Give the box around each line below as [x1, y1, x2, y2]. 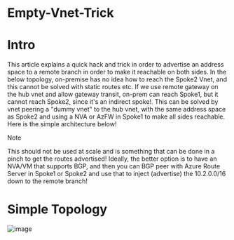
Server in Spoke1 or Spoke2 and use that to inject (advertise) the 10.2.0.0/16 [7, 170, 226, 178]
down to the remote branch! [7, 177, 88, 185]
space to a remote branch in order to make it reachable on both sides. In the [7, 68, 227, 76]
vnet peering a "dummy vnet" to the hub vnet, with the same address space [7, 105, 226, 114]
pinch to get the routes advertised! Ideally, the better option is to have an [7, 154, 217, 163]
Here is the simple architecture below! [7, 120, 117, 128]
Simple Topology [7, 201, 107, 218]
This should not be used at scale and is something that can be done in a [7, 147, 215, 156]
